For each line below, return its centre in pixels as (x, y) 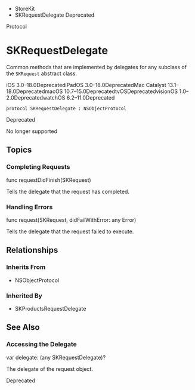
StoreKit (25, 9)
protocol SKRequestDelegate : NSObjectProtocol (66, 109)
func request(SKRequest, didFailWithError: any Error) (71, 219)
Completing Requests (38, 167)
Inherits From (26, 267)
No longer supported (32, 131)
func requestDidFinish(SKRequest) (49, 180)
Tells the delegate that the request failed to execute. (70, 231)
